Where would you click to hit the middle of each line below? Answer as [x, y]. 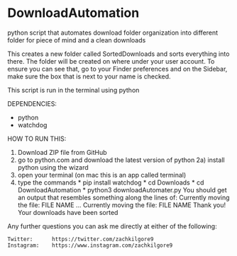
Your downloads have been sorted [68, 212]
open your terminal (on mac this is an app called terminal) [102, 175]
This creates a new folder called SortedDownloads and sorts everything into [118, 54]
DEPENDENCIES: [32, 103]
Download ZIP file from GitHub [62, 152]
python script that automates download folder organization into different [113, 33]
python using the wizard [53, 167]
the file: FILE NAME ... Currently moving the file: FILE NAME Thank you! [122, 205]
